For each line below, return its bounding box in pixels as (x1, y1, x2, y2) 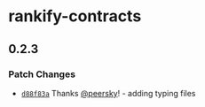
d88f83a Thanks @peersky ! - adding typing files (20, 88, 196, 98)
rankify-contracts (8, 6, 142, 27)
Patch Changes (8, 68, 76, 80)
